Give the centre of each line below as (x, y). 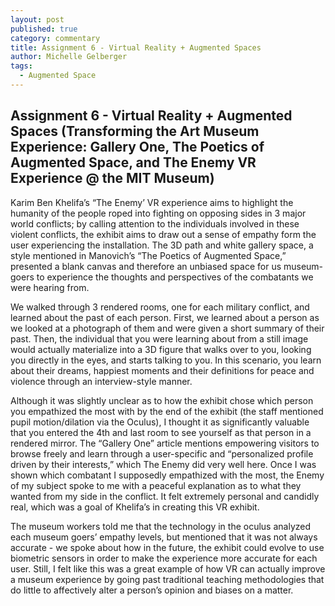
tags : (21, 66)
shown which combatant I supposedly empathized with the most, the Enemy (167, 475)
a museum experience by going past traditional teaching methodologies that (167, 579)
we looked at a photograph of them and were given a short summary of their (167, 328)
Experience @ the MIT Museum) (112, 178)
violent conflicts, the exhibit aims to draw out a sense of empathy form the (163, 234)
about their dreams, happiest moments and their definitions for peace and (162, 370)
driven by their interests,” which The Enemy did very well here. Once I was (163, 464)
